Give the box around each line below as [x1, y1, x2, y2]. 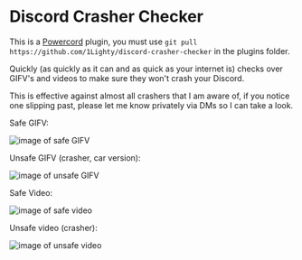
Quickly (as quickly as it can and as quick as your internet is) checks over [9, 63, 283, 74]
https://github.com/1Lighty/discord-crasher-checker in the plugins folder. [9, 45, 290, 56]
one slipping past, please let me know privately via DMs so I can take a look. [9, 99, 294, 110]
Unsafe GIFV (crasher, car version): [9, 152, 141, 163]
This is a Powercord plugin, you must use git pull [9, 36, 198, 47]
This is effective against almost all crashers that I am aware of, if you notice [9, 90, 290, 101]
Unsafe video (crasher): [9, 222, 98, 233]
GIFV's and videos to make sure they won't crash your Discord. [9, 72, 245, 83]
